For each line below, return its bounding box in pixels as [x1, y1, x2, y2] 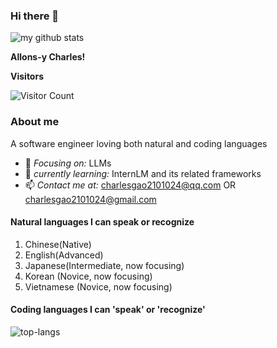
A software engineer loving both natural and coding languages [10, 137, 268, 149]
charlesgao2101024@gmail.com [24, 193, 157, 205]
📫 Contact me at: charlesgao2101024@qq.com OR [24, 179, 237, 191]
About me [10, 115, 60, 129]
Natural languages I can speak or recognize [10, 216, 195, 228]
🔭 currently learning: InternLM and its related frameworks [24, 167, 262, 179]
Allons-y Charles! [10, 51, 86, 63]
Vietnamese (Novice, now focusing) [24, 280, 173, 293]
